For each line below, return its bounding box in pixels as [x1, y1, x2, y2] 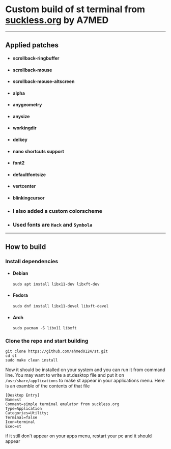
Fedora [12, 292, 28, 298]
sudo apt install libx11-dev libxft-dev [12, 282, 100, 287]
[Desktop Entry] [5, 393, 40, 398]
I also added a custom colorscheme [12, 207, 103, 214]
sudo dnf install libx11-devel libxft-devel [12, 303, 109, 308]
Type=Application [5, 406, 42, 411]
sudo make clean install [5, 358, 58, 363]
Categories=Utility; [5, 411, 49, 416]
